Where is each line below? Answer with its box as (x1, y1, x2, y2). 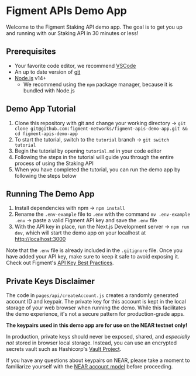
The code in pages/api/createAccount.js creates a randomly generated (6, 292, 178, 299)
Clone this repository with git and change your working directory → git (14, 119, 186, 126)
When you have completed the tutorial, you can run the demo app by (14, 165, 181, 173)
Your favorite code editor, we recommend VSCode (14, 62, 136, 69)
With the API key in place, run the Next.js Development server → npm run (14, 223, 190, 230)
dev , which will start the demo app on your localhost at (14, 229, 146, 236)
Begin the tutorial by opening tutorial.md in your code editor (14, 147, 162, 154)
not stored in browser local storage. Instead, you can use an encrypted (6, 339, 177, 346)
